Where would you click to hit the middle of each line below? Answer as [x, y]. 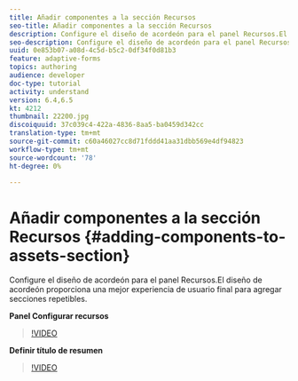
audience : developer [47, 75]
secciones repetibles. [48, 299]
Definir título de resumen [56, 351]
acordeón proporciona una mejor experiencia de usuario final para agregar [145, 290]
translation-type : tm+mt [55, 133]
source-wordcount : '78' [53, 158]
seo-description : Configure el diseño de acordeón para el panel [132, 42]
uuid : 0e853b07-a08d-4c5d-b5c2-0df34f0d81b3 [93, 51]
